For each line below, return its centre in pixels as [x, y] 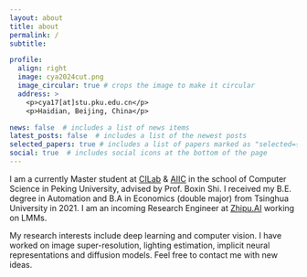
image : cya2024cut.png [61, 77]
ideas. [21, 264]
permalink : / [34, 35]
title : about [34, 27]
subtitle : [28, 43]
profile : [26, 60]
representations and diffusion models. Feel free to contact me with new [144, 255]
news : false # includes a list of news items [100, 128]
